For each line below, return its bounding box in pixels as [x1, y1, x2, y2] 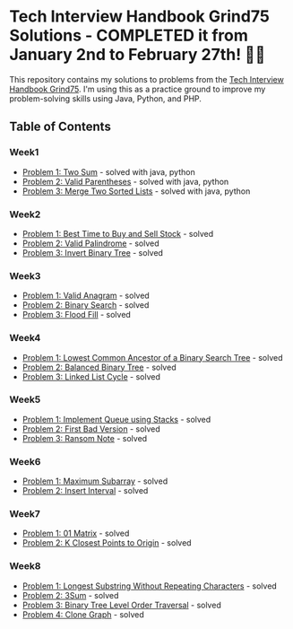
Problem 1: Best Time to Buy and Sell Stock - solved [22, 228, 214, 239]
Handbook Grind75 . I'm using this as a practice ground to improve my [9, 83, 266, 94]
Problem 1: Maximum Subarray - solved [22, 476, 168, 486]
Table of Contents [9, 119, 112, 135]
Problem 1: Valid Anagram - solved [22, 290, 150, 301]
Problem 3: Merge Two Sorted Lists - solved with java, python [22, 186, 251, 197]
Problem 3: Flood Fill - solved [22, 310, 132, 320]
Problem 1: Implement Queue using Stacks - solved [22, 414, 211, 424]
